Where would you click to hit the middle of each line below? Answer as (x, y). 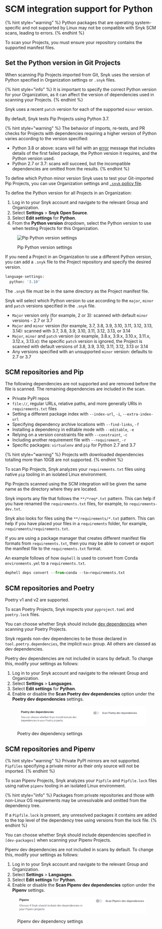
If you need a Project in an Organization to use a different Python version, (79, 256)
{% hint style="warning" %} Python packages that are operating (70, 22)
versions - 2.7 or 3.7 (32, 320)
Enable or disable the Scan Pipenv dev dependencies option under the (83, 885)
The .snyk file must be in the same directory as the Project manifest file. (77, 291)
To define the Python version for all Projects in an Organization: (69, 193)
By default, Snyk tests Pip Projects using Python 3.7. (57, 119)
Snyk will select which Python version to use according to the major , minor (79, 300)
